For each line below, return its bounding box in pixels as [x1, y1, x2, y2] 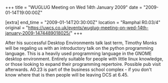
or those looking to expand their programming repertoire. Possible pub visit [5, 61, 161, 67]
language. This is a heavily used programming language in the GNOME [5, 50, 152, 56]
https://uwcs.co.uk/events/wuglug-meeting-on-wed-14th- [28, 25, 149, 31]
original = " [5, 25, 29, 31]
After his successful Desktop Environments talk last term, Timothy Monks [5, 40, 157, 46]
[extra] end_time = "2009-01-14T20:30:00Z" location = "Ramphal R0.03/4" [5, 20, 161, 25]
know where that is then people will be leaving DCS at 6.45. [5, 72, 129, 77]
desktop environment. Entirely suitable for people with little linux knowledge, [5, 56, 163, 62]
